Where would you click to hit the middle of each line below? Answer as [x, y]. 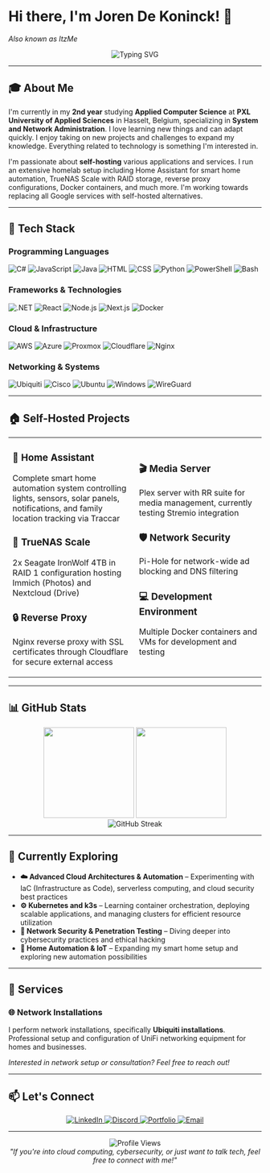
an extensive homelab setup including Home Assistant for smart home [125, 170]
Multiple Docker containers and [198, 632]
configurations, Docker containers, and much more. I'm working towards [129, 187]
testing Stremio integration [189, 512]
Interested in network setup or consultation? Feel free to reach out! [119, 1063]
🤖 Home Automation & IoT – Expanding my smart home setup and [129, 948]
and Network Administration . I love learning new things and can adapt [126, 129]
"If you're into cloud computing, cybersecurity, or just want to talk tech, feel [135, 1152]
